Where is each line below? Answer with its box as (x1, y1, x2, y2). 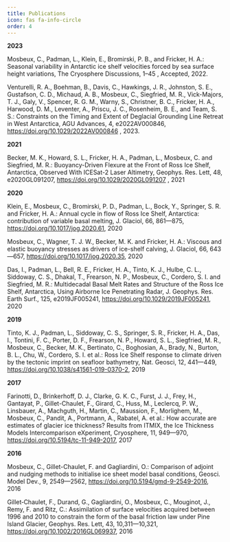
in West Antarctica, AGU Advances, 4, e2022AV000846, (7, 120, 166, 128)
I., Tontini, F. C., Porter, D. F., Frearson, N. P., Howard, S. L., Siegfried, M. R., (7, 336, 222, 344)
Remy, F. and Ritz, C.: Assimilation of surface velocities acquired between (7, 505, 215, 514)
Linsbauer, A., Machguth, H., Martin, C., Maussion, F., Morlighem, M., (7, 407, 203, 415)
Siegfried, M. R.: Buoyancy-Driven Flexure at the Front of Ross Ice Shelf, (7, 161, 211, 169)
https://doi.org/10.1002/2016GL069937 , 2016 (7, 528, 133, 536)
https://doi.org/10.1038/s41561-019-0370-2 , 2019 (7, 366, 146, 374)
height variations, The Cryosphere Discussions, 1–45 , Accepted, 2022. (7, 70, 208, 78)
